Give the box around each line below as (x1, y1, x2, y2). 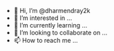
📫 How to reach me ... (13, 37, 78, 44)
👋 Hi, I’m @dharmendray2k (13, 7, 91, 14)
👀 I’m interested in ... (13, 14, 73, 22)
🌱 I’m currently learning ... (13, 21, 88, 29)
